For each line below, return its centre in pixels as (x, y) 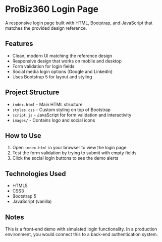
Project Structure (32, 92)
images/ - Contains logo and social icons (54, 120)
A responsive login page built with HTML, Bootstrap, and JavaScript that (79, 23)
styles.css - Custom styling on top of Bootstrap (61, 110)
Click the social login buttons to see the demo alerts (65, 158)
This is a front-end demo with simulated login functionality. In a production (81, 229)
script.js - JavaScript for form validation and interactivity (72, 115)
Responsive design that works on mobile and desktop (67, 61)
